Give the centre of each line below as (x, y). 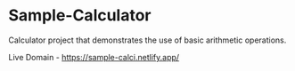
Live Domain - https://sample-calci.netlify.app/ (94, 57)
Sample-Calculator (80, 16)
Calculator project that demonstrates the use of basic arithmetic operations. (147, 40)
